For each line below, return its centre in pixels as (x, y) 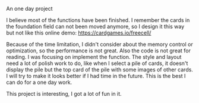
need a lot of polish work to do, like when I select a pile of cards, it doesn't (97, 63)
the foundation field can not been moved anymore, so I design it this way (95, 26)
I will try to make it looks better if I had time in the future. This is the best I (96, 76)
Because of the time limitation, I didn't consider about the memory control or (99, 44)
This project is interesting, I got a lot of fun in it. (64, 94)
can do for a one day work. (39, 82)
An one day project (29, 9)
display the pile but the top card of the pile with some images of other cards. (99, 70)
